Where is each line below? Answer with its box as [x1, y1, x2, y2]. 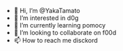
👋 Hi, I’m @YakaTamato [13, 7, 81, 14]
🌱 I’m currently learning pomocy [13, 21, 106, 29]
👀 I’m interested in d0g [13, 14, 79, 22]
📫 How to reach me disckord [13, 37, 99, 44]
